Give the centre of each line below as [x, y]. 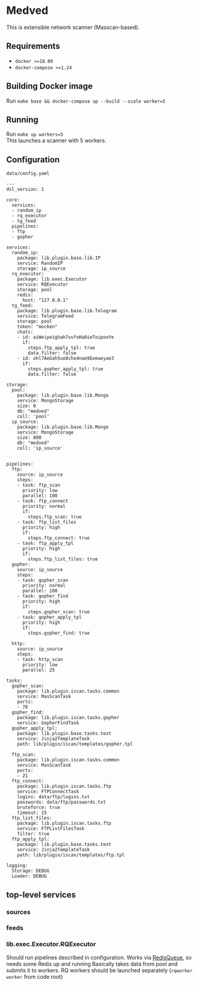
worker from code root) [35, 976]
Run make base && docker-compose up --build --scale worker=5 [86, 101]
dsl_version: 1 [25, 190]
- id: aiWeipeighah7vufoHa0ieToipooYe [66, 338]
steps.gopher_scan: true [59, 612]
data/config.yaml [28, 174]
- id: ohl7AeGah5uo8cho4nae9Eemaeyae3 [66, 359]
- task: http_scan [40, 660]
